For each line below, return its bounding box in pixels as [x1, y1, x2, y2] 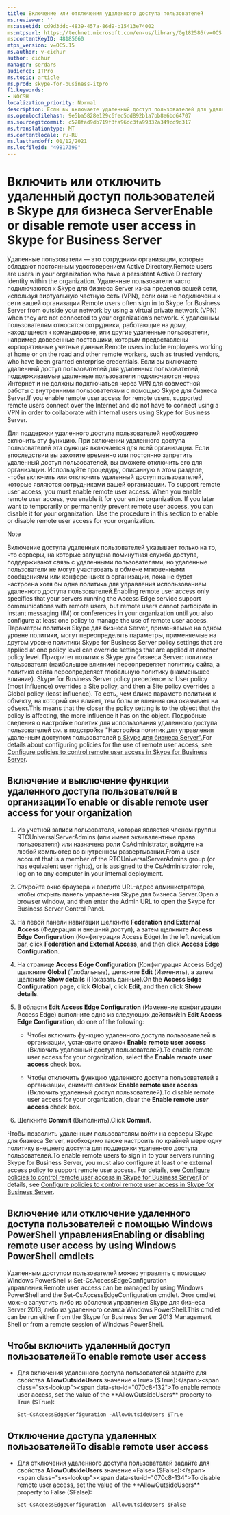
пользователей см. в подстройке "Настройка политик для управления [7, 726, 214, 734]
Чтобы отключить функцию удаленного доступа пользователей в [27, 1073, 219, 1081]
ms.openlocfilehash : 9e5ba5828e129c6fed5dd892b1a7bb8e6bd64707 [7, 112, 192, 119]
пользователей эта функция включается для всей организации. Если [7, 443, 209, 452]
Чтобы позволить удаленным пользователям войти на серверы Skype [7, 1129, 214, 1138]
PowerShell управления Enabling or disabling [7, 1229, 205, 1241]
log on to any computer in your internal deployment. [16, 869, 164, 877]
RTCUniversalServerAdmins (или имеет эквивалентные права [16, 832, 196, 841]
